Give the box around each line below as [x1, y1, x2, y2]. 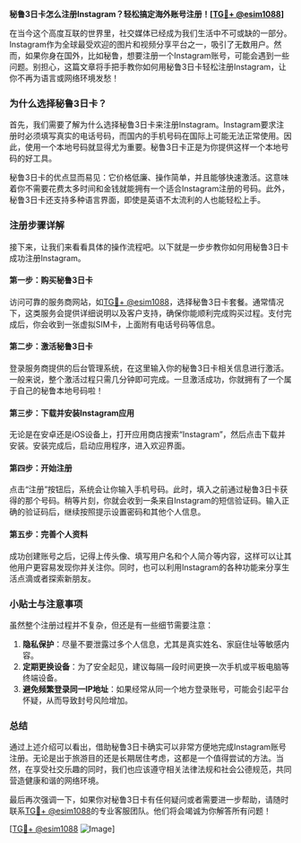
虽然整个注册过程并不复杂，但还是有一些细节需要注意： [9, 619, 213, 630]
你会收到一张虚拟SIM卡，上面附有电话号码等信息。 [32, 319, 220, 329]
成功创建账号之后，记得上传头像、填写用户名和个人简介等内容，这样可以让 [9, 550, 284, 561]
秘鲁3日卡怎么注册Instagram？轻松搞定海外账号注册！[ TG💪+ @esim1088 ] [9, 9, 285, 19]
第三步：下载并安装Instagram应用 [9, 408, 135, 418]
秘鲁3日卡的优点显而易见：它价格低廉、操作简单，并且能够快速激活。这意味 [9, 172, 289, 183]
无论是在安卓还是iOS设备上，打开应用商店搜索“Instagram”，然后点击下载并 [9, 429, 287, 440]
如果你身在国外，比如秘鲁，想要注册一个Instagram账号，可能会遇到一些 [24, 50, 289, 61]
